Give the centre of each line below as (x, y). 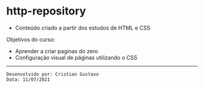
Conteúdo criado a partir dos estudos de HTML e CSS (83, 28)
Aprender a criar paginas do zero (56, 51)
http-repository (46, 11)
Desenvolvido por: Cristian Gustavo (53, 74)
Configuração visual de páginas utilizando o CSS (76, 57)
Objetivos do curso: (31, 39)
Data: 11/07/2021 (28, 80)
